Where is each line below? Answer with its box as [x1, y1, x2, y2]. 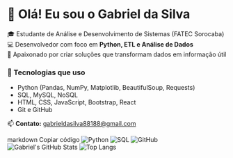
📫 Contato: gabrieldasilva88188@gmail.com [7, 120, 136, 128]
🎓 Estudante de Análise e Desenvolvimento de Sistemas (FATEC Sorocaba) [7, 29, 225, 38]
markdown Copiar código [7, 136, 80, 144]
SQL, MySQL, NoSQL [17, 90, 79, 100]
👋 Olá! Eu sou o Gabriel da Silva [7, 6, 191, 22]
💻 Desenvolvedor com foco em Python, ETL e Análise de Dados [7, 40, 193, 48]
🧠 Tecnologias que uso [7, 68, 86, 77]
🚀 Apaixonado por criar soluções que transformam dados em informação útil [7, 50, 227, 58]
